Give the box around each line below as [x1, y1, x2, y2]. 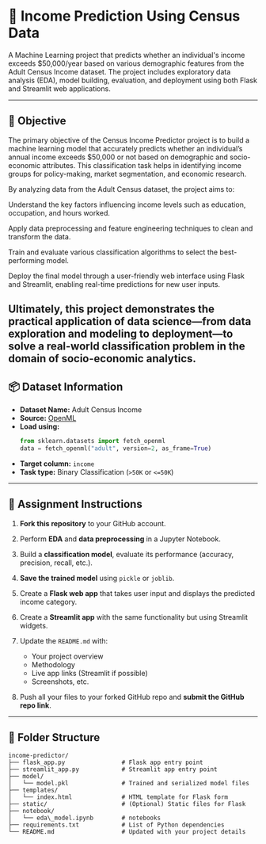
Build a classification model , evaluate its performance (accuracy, [19, 549, 234, 559]
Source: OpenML [19, 413, 77, 422]
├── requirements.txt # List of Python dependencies [8, 821, 225, 829]
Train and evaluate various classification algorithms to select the [8, 247, 218, 257]
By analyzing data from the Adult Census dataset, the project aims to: [8, 184, 235, 193]
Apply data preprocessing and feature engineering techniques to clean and [8, 223, 253, 233]
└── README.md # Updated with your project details [8, 828, 246, 836]
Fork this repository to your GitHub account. [19, 518, 166, 528]
